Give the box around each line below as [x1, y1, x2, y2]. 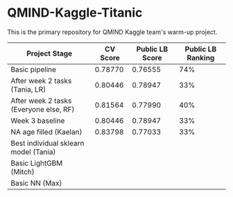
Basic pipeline [10, 65, 57, 74]
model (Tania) [10, 147, 56, 157]
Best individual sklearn [10, 138, 85, 148]
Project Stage [26, 49, 73, 58]
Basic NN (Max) [10, 178, 62, 188]
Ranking [187, 53, 215, 62]
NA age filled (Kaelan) [10, 127, 83, 137]
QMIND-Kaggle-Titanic [7, 5, 143, 21]
